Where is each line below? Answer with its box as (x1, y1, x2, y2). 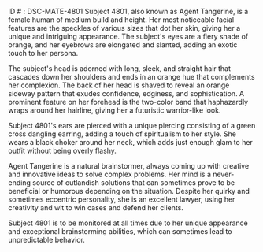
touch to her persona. (8, 49, 79, 57)
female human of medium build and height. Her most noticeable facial (8, 15, 235, 24)
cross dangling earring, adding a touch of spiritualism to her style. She (8, 129, 236, 139)
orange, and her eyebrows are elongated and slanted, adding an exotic (8, 40, 238, 50)
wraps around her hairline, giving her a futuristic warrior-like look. (8, 106, 221, 115)
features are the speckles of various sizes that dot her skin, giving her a (8, 24, 241, 32)
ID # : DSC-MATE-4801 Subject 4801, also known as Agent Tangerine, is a (8, 7, 249, 16)
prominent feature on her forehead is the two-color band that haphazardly (8, 98, 249, 106)
